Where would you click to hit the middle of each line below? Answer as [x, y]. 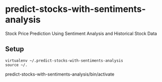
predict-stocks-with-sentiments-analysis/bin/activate [60, 74]
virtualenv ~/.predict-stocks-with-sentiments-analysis [64, 61]
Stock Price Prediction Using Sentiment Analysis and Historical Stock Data [81, 33]
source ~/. [16, 65]
